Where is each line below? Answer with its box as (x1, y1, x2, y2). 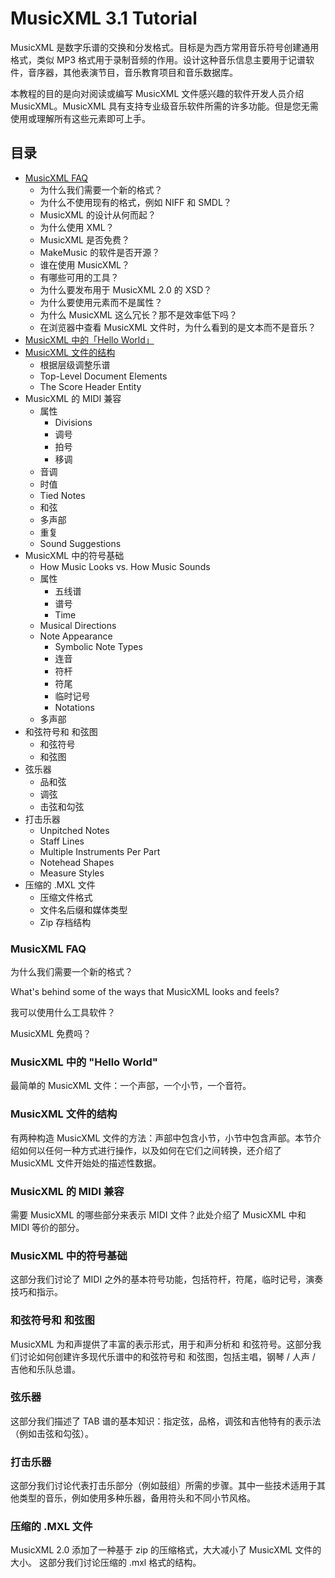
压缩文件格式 (39, 891, 93, 903)
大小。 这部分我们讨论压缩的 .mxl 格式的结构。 (10, 1557, 202, 1569)
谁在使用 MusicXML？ (39, 258, 130, 271)
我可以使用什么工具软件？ (10, 1007, 116, 1019)
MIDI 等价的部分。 (10, 1221, 85, 1233)
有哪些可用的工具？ (39, 271, 120, 283)
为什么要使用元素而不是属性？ (39, 296, 163, 308)
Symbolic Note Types (54, 640, 143, 652)
